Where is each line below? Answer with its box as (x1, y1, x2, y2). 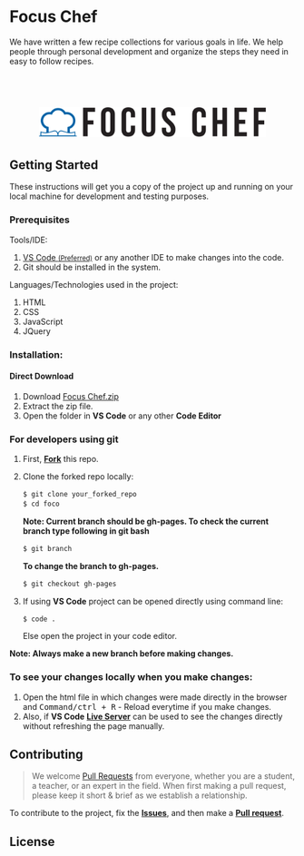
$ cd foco (22, 499, 61, 508)
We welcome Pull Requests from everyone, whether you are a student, (31, 771, 295, 782)
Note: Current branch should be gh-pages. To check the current (22, 516, 270, 526)
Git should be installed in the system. (22, 261, 162, 272)
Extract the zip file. (22, 400, 93, 411)
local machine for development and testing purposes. (9, 191, 210, 202)
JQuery (22, 325, 52, 337)
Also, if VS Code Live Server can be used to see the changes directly (22, 711, 283, 722)
